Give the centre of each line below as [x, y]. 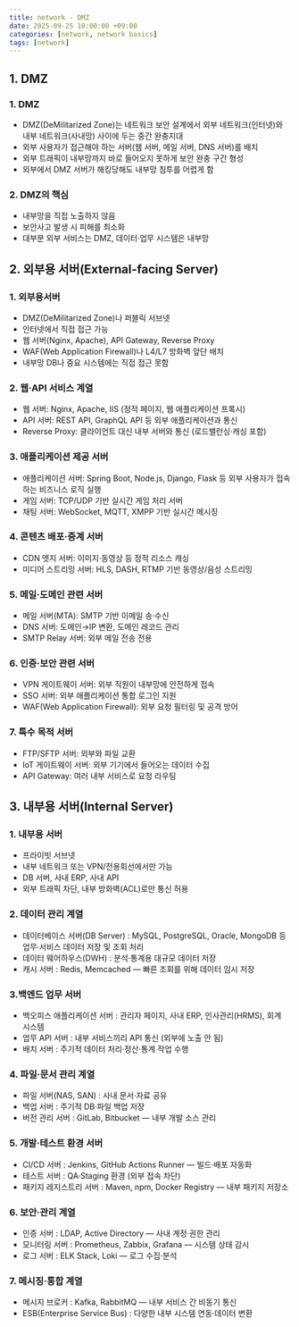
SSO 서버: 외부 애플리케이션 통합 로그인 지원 [99, 696]
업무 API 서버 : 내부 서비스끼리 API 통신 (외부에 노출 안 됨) [123, 1037]
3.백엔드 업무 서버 [46, 995]
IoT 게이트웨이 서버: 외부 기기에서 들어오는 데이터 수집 [116, 764]
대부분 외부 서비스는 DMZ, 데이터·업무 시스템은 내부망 [116, 239]
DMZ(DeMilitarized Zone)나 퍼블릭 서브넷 [96, 317]
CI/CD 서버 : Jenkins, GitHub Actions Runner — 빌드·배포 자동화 [137, 1164]
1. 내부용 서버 [36, 835]
